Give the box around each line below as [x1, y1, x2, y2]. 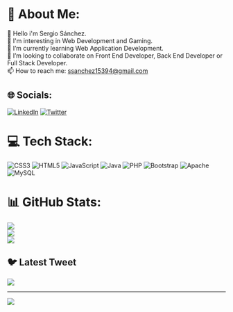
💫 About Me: [7, 6, 80, 22]
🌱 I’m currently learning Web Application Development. [7, 44, 164, 52]
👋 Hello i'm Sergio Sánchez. [7, 29, 87, 38]
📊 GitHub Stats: [7, 194, 102, 210]
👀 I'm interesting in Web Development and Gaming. [7, 36, 153, 44]
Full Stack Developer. [7, 58, 68, 67]
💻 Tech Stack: [7, 133, 93, 149]
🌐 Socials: [7, 90, 53, 101]
